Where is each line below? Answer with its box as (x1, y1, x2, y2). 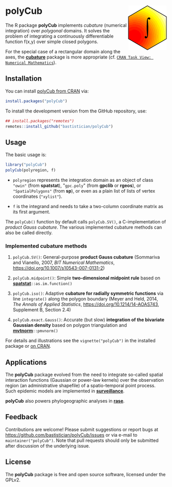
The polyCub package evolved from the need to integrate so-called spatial (5, 371, 163, 378)
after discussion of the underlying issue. (5, 442, 91, 449)
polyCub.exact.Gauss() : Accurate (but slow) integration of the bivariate (12, 316, 165, 323)
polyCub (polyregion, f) (5, 167, 56, 173)
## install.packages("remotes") (5, 118, 74, 123)
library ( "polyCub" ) (5, 162, 47, 167)
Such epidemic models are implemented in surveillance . (5, 388, 125, 394)
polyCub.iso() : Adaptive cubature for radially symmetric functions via (12, 290, 164, 296)
